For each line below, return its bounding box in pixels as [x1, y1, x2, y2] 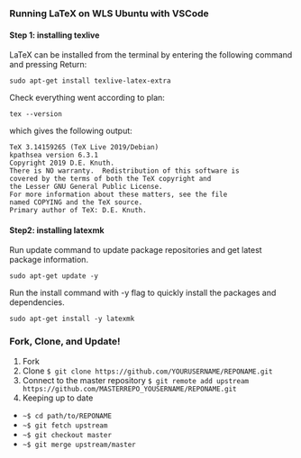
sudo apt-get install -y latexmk [9, 314, 135, 324]
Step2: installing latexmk [9, 224, 105, 236]
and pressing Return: [9, 59, 87, 70]
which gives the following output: [9, 125, 132, 137]
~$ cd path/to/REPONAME [22, 411, 113, 420]
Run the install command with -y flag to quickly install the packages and [9, 287, 277, 299]
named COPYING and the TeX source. [9, 198, 143, 207]
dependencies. [9, 297, 65, 308]
